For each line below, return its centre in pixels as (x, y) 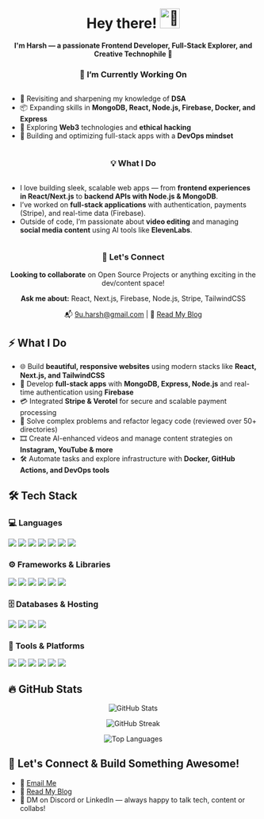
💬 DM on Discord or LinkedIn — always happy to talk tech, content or (132, 800)
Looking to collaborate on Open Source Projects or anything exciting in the (133, 275)
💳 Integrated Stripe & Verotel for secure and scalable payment (123, 401)
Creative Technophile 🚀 (133, 54)
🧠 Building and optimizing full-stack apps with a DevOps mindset (126, 136)
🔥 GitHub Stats (46, 689)
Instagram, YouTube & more (66, 449)
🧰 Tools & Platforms (46, 645)
